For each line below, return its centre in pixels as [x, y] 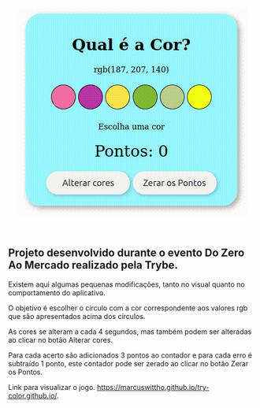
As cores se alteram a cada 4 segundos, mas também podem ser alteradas [130, 332]
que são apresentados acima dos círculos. [77, 316]
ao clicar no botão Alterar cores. [60, 339]
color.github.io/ [33, 395]
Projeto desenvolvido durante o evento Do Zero [126, 253]
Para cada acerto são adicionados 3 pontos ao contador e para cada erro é [130, 355]
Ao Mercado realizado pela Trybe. [93, 265]
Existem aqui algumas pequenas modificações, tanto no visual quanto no [127, 284]
